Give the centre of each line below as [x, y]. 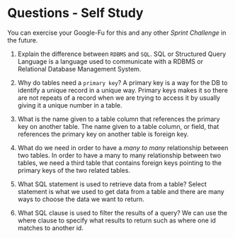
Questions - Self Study [75, 13]
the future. [23, 40]
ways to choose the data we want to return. [81, 199]
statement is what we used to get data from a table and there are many [121, 191]
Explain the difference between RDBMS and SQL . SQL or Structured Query [122, 54]
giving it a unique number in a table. [70, 105]
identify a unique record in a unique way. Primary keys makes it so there [123, 90]
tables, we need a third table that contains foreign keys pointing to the [119, 163]
